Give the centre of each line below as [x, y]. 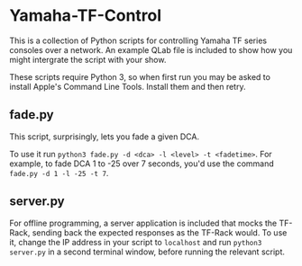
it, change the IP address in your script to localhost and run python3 [136, 242]
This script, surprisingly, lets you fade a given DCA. [105, 137]
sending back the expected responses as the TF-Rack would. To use [160, 232]
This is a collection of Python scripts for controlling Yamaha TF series [138, 40]
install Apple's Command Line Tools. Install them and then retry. [128, 86]
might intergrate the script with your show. [88, 59]
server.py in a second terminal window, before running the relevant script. [147, 252]
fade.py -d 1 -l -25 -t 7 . [59, 173]
